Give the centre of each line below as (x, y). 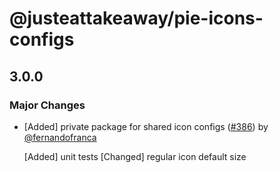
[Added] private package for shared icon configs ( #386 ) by (146, 126)
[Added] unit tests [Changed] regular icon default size (135, 156)
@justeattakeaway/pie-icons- (136, 18)
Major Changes (47, 105)
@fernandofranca (60, 137)
